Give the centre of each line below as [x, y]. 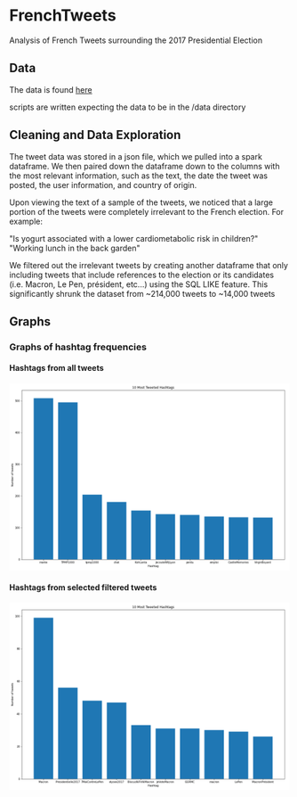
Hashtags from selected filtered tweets [83, 587]
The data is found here [51, 89]
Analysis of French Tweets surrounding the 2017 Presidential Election [136, 40]
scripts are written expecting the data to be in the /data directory [128, 107]
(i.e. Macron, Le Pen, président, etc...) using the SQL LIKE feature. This [139, 284]
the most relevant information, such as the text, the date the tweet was [139, 176]
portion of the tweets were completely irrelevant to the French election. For [147, 211]
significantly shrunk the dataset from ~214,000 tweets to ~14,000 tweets [142, 293]
